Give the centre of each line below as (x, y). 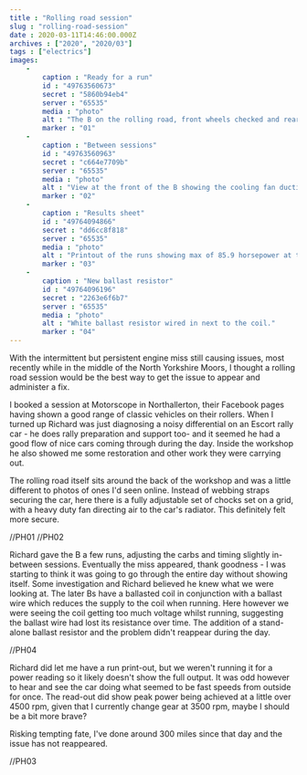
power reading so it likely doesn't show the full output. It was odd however (150, 677)
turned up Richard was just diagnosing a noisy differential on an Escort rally (152, 424)
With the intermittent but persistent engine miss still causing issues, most (147, 358)
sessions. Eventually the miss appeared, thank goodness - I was (165, 564)
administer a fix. (40, 387)
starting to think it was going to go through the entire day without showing (148, 574)
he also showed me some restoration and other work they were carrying (145, 453)
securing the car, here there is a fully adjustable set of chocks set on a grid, (152, 500)
